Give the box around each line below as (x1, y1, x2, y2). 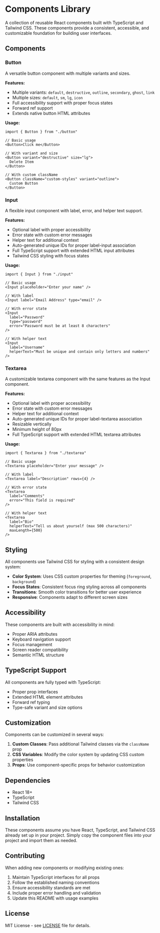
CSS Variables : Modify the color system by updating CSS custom (12, 752, 144, 758)
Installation (5, 814, 40, 822)
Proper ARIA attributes (12, 631, 58, 637)
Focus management (12, 641, 52, 647)
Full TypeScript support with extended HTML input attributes (12, 247, 135, 254)
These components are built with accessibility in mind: (5, 622, 115, 627)
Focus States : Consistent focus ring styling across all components (12, 584, 147, 590)
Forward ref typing (12, 699, 50, 705)
